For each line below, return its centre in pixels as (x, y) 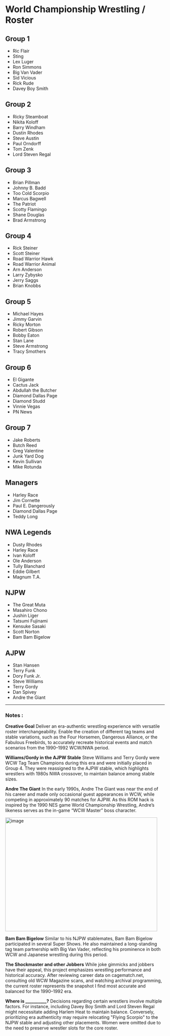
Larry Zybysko (28, 275)
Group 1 (18, 39)
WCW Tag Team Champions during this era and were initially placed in (79, 763)
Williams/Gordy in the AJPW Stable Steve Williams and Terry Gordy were (82, 758)
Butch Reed (25, 445)
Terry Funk (24, 671)
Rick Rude (23, 83)
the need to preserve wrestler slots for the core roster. (62, 1028)
